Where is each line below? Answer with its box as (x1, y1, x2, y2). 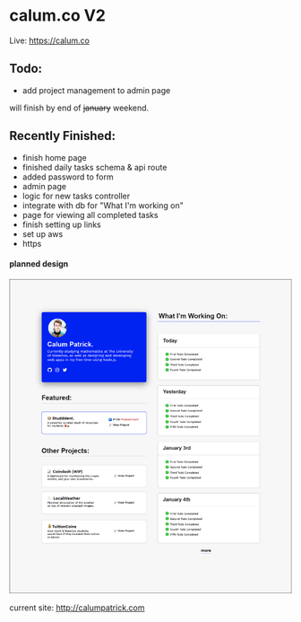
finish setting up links (21, 219, 101, 230)
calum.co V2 (9, 5, 106, 26)
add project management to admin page (21, 84, 171, 95)
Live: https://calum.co (9, 35, 90, 46)
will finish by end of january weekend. (9, 102, 150, 113)
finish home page (21, 152, 87, 162)
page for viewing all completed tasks (21, 209, 159, 220)
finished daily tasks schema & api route (21, 162, 168, 172)
